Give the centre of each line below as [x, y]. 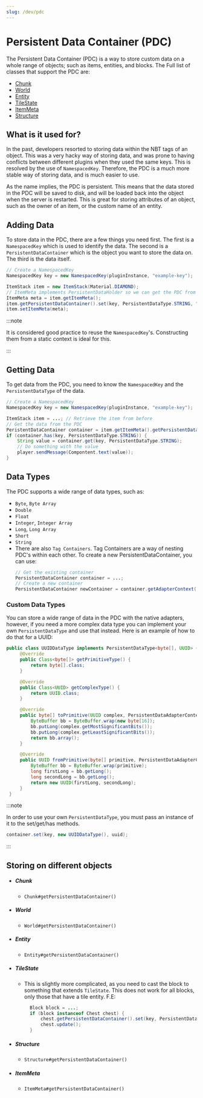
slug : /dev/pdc [25, 12]
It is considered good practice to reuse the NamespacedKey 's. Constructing [97, 333]
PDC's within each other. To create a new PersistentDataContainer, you [103, 555]
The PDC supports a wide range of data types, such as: [75, 491]
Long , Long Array [36, 529]
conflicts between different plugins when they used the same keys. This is [98, 162]
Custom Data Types [36, 605]
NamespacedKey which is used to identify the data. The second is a [87, 246]
